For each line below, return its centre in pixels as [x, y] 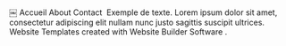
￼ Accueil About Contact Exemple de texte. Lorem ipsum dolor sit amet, [143, 12]
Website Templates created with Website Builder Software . [118, 32]
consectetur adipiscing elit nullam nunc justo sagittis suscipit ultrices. [137, 22]
